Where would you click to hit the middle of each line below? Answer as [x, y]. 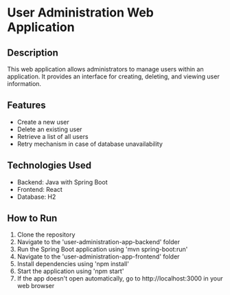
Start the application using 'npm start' [70, 271]
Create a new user [43, 122]
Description [33, 53]
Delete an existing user [49, 129]
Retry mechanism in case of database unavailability [90, 144]
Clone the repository [46, 234]
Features [26, 106]
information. [24, 84]
